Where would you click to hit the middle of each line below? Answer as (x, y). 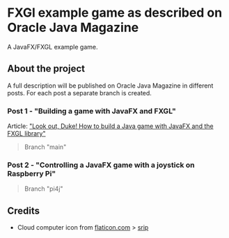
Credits (24, 211)
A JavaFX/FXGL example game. (53, 47)
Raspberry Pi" (32, 173)
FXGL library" (26, 134)
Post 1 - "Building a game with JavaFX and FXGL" (92, 111)
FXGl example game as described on (115, 13)
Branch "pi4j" (44, 189)
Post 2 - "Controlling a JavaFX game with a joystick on (101, 165)
